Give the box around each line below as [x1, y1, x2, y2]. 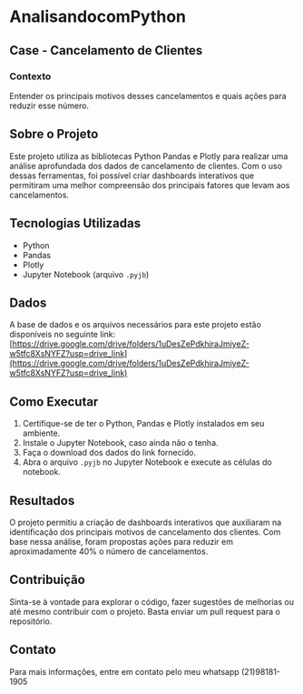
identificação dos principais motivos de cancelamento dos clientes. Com [9, 526, 281, 538]
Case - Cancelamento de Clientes [9, 43, 203, 58]
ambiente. [22, 427, 61, 438]
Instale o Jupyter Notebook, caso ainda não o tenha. [22, 438, 220, 448]
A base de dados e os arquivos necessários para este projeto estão [9, 319, 261, 330]
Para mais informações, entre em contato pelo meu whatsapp [9, 666, 240, 677]
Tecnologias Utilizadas [9, 216, 142, 231]
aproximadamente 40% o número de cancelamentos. [9, 546, 209, 557]
